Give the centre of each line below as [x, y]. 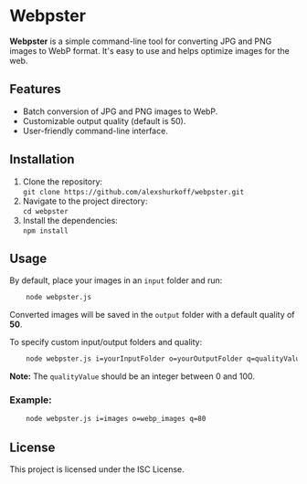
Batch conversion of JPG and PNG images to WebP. [120, 111]
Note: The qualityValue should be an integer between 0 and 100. [132, 376]
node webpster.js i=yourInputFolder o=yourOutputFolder [135, 359]
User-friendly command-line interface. [95, 131]
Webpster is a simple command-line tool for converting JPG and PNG [141, 41]
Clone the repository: [63, 181]
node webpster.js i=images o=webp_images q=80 [116, 419]
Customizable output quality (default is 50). [104, 121]
